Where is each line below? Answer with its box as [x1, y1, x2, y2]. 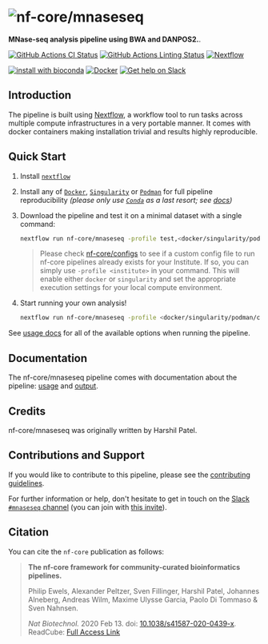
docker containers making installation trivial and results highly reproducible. [8, 126, 258, 136]
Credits [8, 404, 46, 418]
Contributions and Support [8, 448, 146, 463]
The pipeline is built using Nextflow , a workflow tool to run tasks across [8, 109, 243, 119]
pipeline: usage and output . [8, 381, 98, 391]
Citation [8, 526, 50, 539]
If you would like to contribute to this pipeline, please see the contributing [8, 470, 250, 479]
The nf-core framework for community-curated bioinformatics [27, 562, 241, 571]
